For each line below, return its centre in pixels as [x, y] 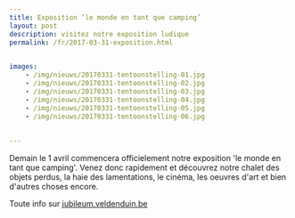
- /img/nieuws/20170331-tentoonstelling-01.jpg [115, 75]
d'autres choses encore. [54, 186]
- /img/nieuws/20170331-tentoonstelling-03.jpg [115, 91]
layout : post [33, 26]
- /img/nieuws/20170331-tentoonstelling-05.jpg [115, 108]
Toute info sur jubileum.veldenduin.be [79, 204]
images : [24, 67]
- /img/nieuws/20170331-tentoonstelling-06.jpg [115, 117]
